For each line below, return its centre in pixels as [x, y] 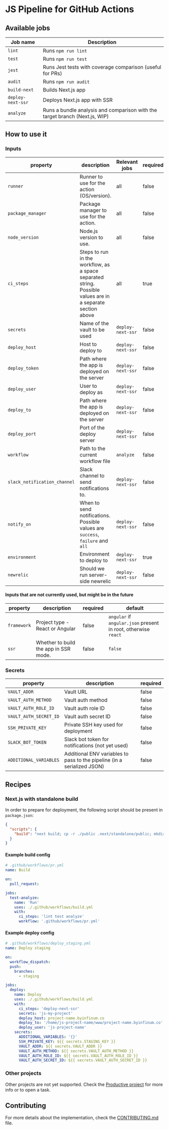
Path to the [93, 448]
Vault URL [76, 692]
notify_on [19, 524]
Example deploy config [30, 933]
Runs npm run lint [65, 51]
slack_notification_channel [41, 482]
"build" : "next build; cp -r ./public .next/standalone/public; [83, 834]
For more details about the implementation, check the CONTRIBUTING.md [82, 1118]
